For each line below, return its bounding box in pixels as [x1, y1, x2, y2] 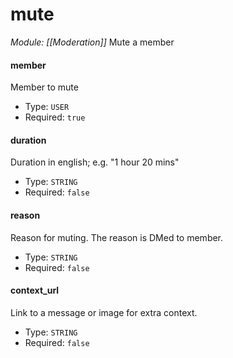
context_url [10, 284, 60, 297]
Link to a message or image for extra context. [10, 306, 198, 318]
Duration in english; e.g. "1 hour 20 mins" [10, 156, 180, 168]
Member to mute [10, 81, 79, 93]
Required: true [24, 111, 86, 123]
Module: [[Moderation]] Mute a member [10, 36, 175, 48]
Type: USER [24, 101, 70, 113]
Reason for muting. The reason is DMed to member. [10, 231, 224, 243]
